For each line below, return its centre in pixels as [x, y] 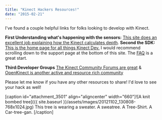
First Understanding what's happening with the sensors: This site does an [81, 37]
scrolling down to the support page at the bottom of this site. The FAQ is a [79, 53]
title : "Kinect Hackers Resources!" [42, 9]
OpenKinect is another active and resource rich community [64, 72]
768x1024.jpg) [19, 107]
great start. [16, 58]
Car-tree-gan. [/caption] [29, 112]
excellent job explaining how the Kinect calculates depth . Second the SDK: [80, 42]
